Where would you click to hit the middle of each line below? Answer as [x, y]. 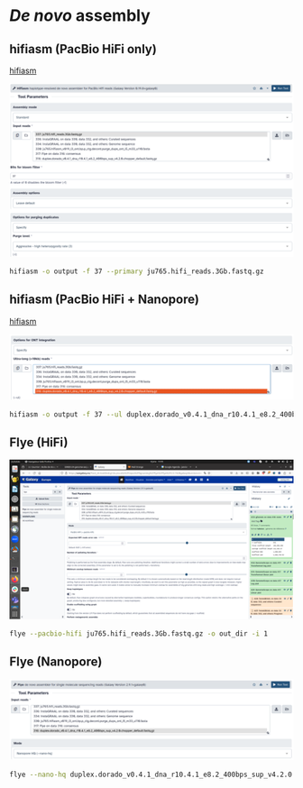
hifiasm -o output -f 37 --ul [66, 414]
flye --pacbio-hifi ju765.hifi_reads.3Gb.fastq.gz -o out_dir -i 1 [139, 634]
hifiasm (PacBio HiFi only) [83, 49]
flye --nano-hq [38, 774]
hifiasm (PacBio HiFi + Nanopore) [105, 300]
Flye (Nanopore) [56, 662]
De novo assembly [80, 16]
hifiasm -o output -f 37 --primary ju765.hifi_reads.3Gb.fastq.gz [137, 271]
